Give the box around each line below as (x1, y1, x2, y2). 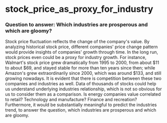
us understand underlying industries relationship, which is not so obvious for (5, 86, 162, 92)
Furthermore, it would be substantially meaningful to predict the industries (5, 102, 157, 108)
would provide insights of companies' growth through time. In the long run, (5, 49, 158, 55)
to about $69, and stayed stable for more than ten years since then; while (5, 65, 156, 71)
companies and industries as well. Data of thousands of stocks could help (5, 81, 157, 87)
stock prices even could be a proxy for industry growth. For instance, (5, 55, 147, 61)
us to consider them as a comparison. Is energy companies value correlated (5, 91, 161, 97)
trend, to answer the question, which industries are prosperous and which (5, 107, 157, 113)
